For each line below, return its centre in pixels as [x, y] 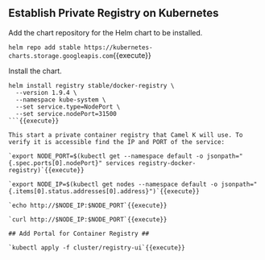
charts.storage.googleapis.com [61, 56]
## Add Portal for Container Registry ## [79, 233]
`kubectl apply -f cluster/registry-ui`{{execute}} [97, 248]
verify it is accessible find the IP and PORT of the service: [117, 142]
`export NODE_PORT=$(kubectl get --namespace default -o [106, 156]
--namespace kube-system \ [61, 100]
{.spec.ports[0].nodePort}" [56, 163]
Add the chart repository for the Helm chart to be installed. [106, 32]
